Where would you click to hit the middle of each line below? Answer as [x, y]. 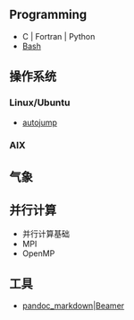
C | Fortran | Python [59, 36]
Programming [48, 15]
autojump [40, 122]
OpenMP [38, 253]
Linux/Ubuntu [40, 102]
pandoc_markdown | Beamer [73, 306]
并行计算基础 [46, 234]
